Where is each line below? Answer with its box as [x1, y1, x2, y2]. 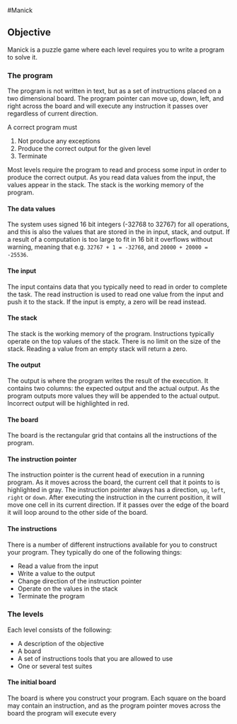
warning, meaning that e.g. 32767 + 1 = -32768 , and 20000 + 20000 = [7, 243, 209, 251]
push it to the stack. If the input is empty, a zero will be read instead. [7, 297, 207, 306]
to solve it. [7, 52, 37, 61]
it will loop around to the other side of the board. [7, 508, 149, 517]
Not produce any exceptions [17, 137, 100, 145]
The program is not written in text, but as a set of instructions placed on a [7, 87, 221, 95]
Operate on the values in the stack [17, 584, 118, 593]
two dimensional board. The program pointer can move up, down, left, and [7, 94, 224, 103]
